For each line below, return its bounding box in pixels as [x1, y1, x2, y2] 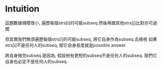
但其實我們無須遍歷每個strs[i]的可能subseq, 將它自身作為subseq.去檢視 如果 [5, 36, 157, 42]
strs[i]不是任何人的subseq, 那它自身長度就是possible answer [5, 42, 126, 48]
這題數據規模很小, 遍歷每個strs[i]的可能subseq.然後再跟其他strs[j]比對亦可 [5, 20, 153, 26]
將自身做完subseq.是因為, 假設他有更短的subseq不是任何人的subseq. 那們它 [5, 52, 158, 58]
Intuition [5, 3, 40, 14]
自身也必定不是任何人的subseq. [5, 58, 68, 64]
